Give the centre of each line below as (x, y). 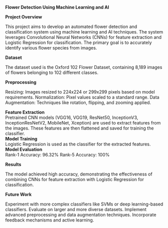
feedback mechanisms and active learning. (50, 220)
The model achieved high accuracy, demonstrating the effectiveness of (79, 174)
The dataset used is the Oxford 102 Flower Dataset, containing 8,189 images (84, 67)
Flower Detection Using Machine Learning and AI (57, 7)
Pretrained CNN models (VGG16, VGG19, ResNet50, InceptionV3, (72, 117)
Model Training (21, 139)
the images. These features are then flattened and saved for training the (79, 128)
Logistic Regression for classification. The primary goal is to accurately (78, 42)
